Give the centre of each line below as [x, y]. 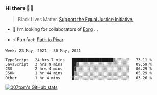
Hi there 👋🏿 [19, 8]
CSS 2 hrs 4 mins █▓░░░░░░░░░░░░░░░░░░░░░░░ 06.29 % [79, 69]
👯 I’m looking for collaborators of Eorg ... [55, 29]
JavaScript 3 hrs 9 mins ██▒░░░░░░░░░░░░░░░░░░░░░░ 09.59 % [79, 64]
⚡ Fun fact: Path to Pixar [38, 40]
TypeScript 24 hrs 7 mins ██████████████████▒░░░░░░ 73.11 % [79, 60]
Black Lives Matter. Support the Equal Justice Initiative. [76, 20]
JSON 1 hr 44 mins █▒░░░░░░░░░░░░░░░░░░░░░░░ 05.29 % [79, 73]
